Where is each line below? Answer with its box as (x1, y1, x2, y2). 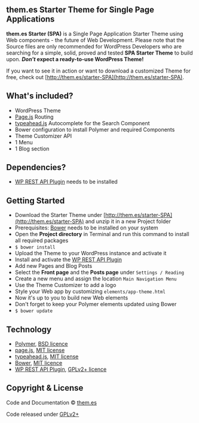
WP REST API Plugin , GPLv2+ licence (14, 365, 107, 373)
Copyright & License (6, 383, 84, 393)
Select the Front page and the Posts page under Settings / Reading (14, 269, 184, 276)
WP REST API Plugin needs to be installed (14, 178, 118, 185)
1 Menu (14, 138, 33, 146)
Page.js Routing (14, 113, 54, 120)
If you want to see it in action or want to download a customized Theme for (6, 67, 191, 74)
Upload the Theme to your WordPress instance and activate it (14, 250, 167, 257)
